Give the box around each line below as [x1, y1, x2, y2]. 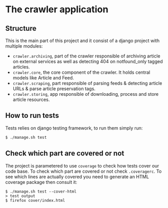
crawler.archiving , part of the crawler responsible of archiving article [12, 53, 160, 59]
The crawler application [5, 4, 109, 15]
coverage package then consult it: [5, 179, 78, 185]
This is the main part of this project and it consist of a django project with [5, 37, 160, 44]
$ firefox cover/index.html [5, 198, 66, 203]
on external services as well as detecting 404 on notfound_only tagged [12, 58, 163, 65]
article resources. [12, 96, 50, 102]
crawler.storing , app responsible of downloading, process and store [12, 91, 159, 97]
